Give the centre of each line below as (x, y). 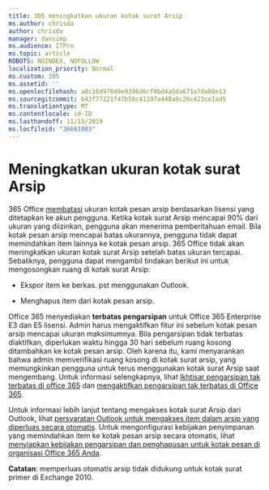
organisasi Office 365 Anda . (55, 453)
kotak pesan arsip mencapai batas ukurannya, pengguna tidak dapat (123, 234)
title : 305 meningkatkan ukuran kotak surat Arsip (96, 16)
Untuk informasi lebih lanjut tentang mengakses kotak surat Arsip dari (125, 410)
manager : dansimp (38, 39)
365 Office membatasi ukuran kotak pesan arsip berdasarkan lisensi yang (131, 208)
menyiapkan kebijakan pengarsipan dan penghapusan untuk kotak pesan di (134, 444)
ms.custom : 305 (34, 76)
